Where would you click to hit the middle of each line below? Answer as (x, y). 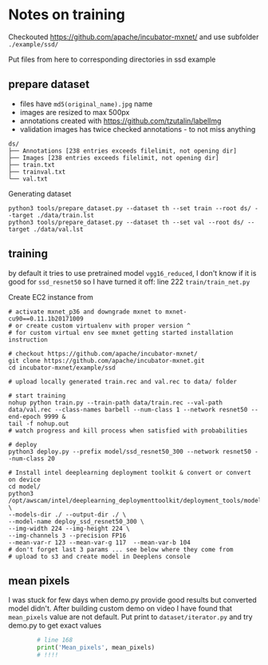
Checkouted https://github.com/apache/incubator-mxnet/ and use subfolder (134, 37)
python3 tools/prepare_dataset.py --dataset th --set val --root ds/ (126, 222)
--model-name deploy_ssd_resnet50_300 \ (77, 521)
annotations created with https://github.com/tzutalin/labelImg (120, 121)
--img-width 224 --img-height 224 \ (69, 528)
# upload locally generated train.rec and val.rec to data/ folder (123, 381)
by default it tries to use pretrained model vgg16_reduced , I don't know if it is (132, 273)
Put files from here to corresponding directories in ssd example (112, 59)
